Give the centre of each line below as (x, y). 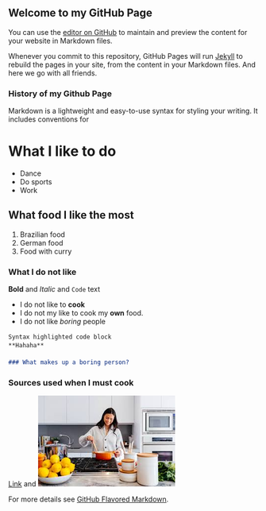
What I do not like (42, 272)
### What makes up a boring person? (69, 362)
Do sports (36, 182)
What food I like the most (71, 215)
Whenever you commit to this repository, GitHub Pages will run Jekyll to (126, 56)
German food (41, 242)
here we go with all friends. (53, 73)
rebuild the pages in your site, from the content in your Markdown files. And (132, 64)
